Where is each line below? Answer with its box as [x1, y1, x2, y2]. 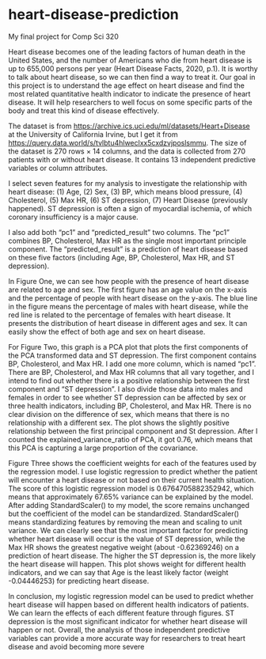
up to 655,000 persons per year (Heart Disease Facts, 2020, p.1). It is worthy [8, 63, 259, 73]
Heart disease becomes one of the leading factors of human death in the [8, 47, 245, 56]
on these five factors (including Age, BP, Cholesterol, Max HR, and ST [8, 252, 236, 262]
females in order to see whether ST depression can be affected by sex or [8, 392, 247, 402]
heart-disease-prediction [8, 6, 180, 24]
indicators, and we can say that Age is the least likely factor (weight [8, 567, 229, 577]
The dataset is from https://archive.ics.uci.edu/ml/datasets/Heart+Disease [8, 121, 251, 131]
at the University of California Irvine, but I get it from [8, 129, 178, 139]
